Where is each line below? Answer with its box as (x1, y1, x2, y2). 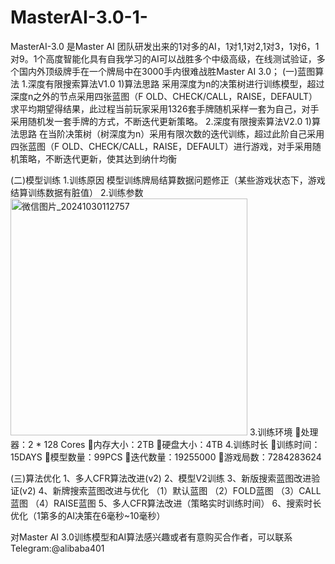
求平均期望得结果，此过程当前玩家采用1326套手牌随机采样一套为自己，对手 (10, 102, 320, 115)
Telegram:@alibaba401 (10, 542, 105, 554)
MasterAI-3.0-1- (10, 6, 148, 29)
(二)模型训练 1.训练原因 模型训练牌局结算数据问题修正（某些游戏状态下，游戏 (10, 174, 326, 186)
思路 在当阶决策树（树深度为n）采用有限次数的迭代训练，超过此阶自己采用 (18, 127, 325, 140)
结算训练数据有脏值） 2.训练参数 (10, 186, 144, 198)
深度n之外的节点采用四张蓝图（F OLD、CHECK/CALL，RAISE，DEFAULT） (10, 90, 318, 102)
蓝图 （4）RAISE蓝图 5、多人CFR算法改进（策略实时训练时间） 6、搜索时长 (10, 497, 322, 509)
